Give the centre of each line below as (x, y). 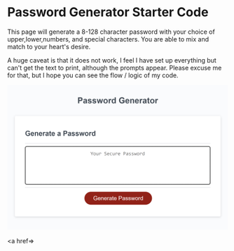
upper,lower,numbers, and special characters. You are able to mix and (108, 39)
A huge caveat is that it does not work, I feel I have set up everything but (112, 60)
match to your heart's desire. (49, 46)
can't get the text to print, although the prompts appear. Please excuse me (115, 67)
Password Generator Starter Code (108, 12)
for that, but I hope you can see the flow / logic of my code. (93, 75)
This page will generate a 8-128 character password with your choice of (111, 32)
